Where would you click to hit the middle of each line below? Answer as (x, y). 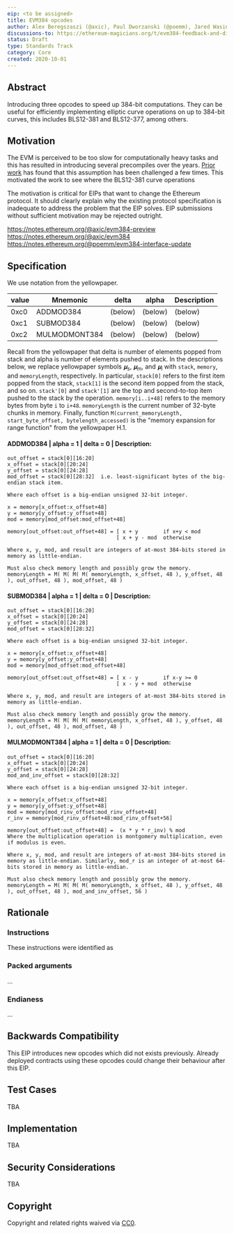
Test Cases (32, 1090)
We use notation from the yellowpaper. (63, 283)
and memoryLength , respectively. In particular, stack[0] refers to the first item (116, 376)
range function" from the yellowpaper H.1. (67, 427)
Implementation (42, 1128)
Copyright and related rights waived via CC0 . (72, 1223)
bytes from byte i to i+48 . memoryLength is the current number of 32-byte (111, 405)
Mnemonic (70, 300)
